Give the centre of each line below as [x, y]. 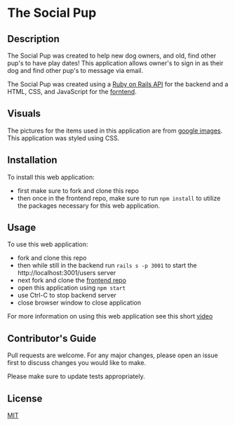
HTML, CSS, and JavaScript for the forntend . [72, 92]
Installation [32, 160]
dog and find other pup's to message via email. [75, 71]
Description [33, 39]
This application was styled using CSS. [63, 138]
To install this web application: [51, 177]
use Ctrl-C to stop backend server [67, 295]
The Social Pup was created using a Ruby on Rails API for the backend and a [118, 84]
